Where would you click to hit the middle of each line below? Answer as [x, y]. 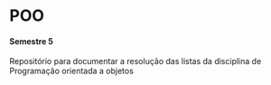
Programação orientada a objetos [71, 71]
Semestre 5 [32, 41]
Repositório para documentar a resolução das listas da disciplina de [135, 61]
